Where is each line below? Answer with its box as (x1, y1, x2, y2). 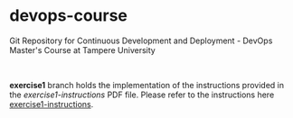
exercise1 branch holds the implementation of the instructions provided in (9, 79, 285, 90)
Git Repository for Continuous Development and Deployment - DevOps (9, 35, 273, 46)
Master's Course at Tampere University (9, 44, 156, 55)
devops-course (9, 5, 128, 26)
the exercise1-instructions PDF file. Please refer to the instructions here (9, 89, 275, 100)
